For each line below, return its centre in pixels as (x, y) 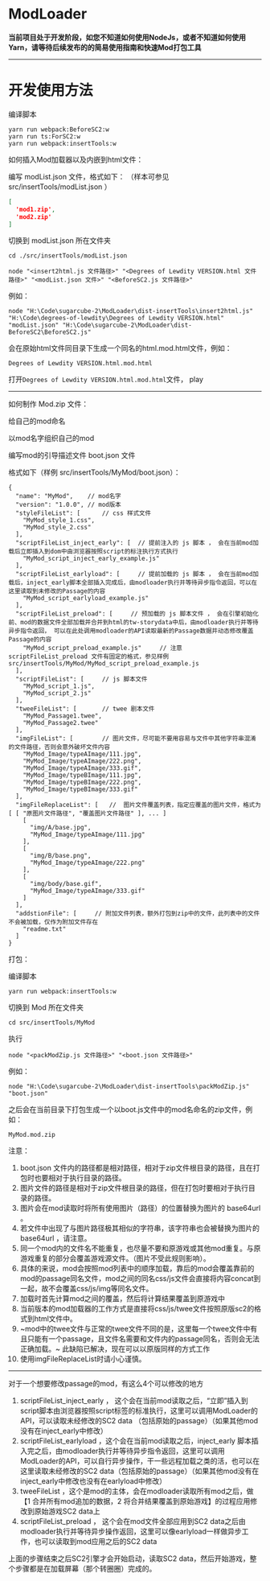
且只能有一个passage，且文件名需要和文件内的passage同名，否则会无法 (139, 1339)
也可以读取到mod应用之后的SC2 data (96, 1542)
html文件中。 (56, 1319)
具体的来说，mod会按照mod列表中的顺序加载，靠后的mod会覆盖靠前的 (137, 1269)
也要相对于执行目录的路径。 (80, 1178)
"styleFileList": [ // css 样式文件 (83, 513)
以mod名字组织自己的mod (51, 438)
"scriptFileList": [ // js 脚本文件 (82, 679)
